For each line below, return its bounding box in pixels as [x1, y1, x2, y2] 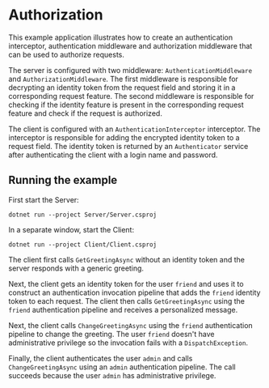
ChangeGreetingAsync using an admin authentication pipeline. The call [8, 362, 236, 372]
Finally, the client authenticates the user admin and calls [8, 353, 193, 363]
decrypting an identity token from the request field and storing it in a [8, 83, 236, 92]
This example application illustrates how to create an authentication [8, 32, 233, 42]
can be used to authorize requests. [8, 49, 125, 59]
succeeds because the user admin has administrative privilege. [8, 370, 216, 380]
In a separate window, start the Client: [8, 224, 135, 234]
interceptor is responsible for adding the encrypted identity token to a [8, 132, 240, 143]
